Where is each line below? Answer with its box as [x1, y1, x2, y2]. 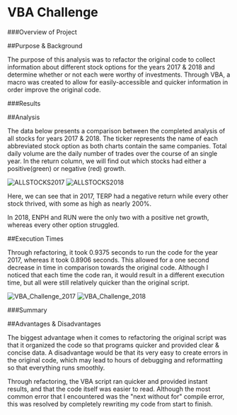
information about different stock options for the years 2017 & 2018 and [7, 62, 215, 71]
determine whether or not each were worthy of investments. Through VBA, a [7, 70, 231, 79]
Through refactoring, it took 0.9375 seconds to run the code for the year [7, 248, 218, 256]
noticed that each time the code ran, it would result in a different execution [7, 270, 225, 279]
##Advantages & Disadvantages [7, 319, 101, 328]
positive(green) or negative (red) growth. [7, 164, 126, 172]
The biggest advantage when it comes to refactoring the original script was [7, 333, 227, 341]
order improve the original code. [7, 85, 101, 94]
